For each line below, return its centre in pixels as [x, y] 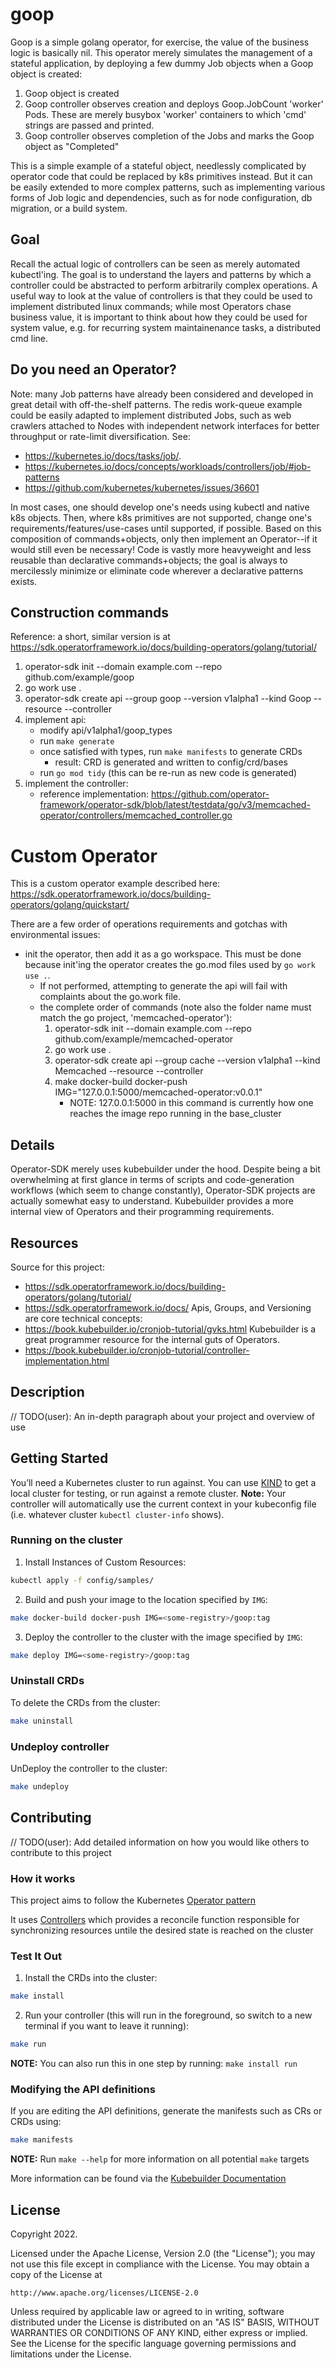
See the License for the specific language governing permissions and [153, 2343]
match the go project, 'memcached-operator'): [136, 1018]
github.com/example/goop [79, 677]
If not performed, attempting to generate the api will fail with [163, 986]
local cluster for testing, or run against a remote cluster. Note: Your [148, 1493]
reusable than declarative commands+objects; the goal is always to [149, 560]
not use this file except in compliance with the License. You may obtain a [160, 2264]
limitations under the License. [71, 2354]
